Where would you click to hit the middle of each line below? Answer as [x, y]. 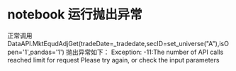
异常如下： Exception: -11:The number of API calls [151, 52]
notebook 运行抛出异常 [75, 15]
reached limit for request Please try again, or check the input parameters [113, 60]
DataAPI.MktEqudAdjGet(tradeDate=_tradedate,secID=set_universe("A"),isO [118, 43]
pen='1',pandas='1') [36, 52]
